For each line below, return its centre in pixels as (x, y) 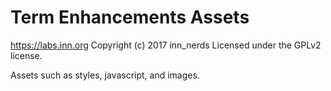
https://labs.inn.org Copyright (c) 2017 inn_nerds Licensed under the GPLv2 (166, 45)
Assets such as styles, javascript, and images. (105, 75)
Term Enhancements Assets (130, 17)
